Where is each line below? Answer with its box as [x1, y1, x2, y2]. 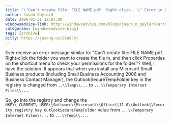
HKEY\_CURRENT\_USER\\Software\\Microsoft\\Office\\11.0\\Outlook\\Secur [5, 102, 165, 107]
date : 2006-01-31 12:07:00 [5, 17, 63, 22]
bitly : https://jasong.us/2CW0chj [5, 36, 79, 41]
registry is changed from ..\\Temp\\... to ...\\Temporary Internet [5, 81, 147, 88]
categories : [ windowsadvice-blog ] [5, 26, 79, 31]
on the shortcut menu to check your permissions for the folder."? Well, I [5, 60, 155, 66]
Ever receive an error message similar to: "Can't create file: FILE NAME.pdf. [5, 49, 164, 56]
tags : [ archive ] [5, 31, 40, 36]
